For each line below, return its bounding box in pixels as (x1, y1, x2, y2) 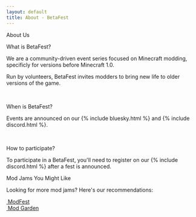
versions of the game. (6, 79, 61, 87)
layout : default (6, 8, 47, 15)
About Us (6, 31, 30, 38)
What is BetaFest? (6, 43, 51, 50)
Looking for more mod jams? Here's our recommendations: (6, 186, 153, 193)
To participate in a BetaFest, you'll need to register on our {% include (6, 156, 178, 164)
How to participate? (6, 144, 56, 152)
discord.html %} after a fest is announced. (6, 162, 112, 170)
